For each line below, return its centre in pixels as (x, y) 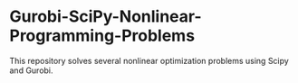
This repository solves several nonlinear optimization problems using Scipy (149, 60)
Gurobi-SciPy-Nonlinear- (106, 17)
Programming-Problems (102, 36)
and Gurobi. (31, 70)
